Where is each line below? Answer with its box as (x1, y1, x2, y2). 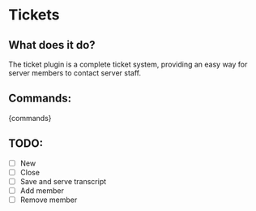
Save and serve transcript (19, 176, 107, 186)
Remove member (19, 195, 78, 205)
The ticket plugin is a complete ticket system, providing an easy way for (8, 59, 248, 69)
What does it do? (8, 38, 96, 52)
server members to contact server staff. (8, 68, 142, 78)
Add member (19, 185, 65, 196)
